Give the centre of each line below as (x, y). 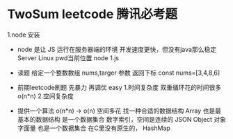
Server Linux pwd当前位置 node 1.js (68, 58)
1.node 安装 (24, 35)
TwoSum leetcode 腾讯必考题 (93, 14)
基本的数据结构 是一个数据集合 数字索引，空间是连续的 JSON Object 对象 (122, 119)
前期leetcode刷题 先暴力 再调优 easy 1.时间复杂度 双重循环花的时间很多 (119, 87)
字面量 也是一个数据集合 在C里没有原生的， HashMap (94, 128)
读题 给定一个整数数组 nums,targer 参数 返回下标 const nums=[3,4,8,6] (119, 73)
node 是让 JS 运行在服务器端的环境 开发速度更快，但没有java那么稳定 (117, 49)
